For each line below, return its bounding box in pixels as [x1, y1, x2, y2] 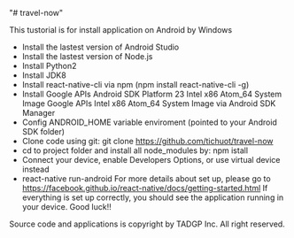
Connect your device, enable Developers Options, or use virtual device [21, 155, 281, 165]
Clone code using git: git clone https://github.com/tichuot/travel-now [21, 136, 274, 146]
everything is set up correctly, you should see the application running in [21, 192, 284, 203]
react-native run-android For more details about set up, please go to [21, 173, 272, 184]
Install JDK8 [21, 70, 66, 81]
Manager [21, 108, 56, 118]
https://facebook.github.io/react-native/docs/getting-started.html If [21, 183, 268, 193]
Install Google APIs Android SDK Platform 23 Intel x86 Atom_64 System [21, 88, 282, 99]
